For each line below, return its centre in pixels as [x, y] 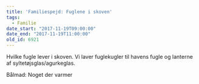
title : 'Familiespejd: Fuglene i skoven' [59, 12]
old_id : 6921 [23, 40]
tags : [13, 17]
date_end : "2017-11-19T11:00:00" [49, 34]
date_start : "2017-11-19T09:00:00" [51, 28]
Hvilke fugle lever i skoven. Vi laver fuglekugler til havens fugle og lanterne [99, 57]
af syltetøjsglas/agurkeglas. [41, 63]
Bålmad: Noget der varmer [39, 75]
